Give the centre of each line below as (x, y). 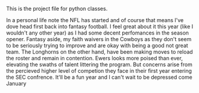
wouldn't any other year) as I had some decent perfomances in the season (98, 33)
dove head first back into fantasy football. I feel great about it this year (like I (100, 27)
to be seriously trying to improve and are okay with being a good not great (97, 45)
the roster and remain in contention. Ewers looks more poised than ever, (94, 58)
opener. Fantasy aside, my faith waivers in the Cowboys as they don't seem (99, 39)
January (16, 83)
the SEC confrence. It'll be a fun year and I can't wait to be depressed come (99, 77)
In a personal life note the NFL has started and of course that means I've (95, 20)
